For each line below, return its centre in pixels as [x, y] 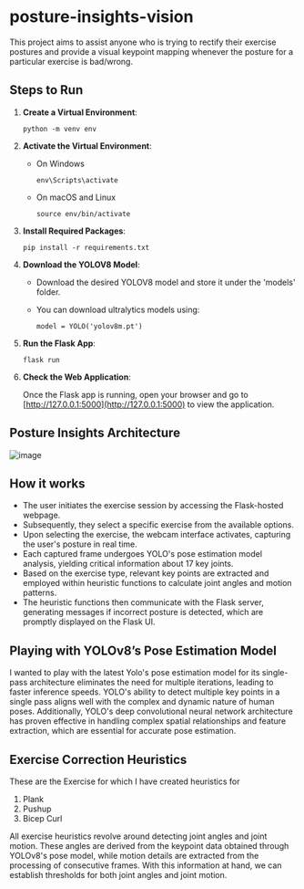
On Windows [60, 163]
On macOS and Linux [76, 197]
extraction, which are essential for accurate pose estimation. [123, 731]
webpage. [41, 515]
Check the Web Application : [77, 377]
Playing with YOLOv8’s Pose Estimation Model [143, 650]
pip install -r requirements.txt [86, 247]
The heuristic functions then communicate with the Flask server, [143, 602]
